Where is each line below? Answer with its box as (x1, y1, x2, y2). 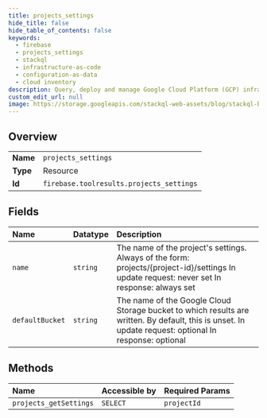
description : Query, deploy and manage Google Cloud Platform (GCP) (8, 85, 240, 94)
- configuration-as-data (15, 71, 98, 79)
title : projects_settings (8, 11, 94, 20)
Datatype (72, 228, 109, 239)
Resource (42, 164, 79, 176)
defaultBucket (12, 315, 66, 324)
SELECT (101, 398, 126, 408)
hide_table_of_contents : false (8, 26, 112, 34)
